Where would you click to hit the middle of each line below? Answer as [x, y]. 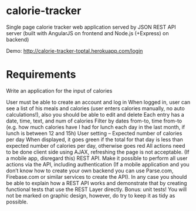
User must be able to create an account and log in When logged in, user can [98, 102]
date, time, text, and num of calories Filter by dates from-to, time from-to [94, 121]
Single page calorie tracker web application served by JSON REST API [91, 27]
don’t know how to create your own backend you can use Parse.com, [90, 171]
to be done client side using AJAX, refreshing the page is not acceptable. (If [98, 152]
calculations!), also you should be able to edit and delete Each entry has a [95, 114]
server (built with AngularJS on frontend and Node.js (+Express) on [87, 33]
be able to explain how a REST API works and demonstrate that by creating [97, 183]
